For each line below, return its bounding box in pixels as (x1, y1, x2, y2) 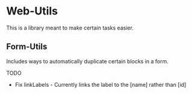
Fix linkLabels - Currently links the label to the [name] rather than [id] (14, 81, 187, 88)
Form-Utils (6, 42, 48, 52)
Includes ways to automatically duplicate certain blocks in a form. (6, 57, 169, 64)
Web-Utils (6, 4, 58, 18)
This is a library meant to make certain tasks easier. (6, 24, 134, 31)
